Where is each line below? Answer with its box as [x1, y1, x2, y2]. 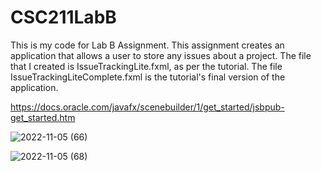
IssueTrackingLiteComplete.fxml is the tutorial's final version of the [10, 71, 286, 83]
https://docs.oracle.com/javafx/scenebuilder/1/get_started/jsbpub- [10, 101, 285, 113]
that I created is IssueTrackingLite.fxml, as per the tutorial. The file [10, 60, 283, 72]
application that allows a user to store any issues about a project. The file [10, 49, 312, 61]
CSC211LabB [10, 6, 117, 29]
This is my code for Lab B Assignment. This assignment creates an [10, 39, 285, 51]
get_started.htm [10, 111, 76, 123]
